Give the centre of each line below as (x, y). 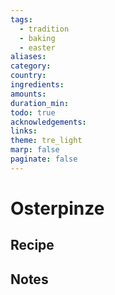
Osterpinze (57, 208)
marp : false (35, 150)
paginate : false (44, 159)
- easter (37, 47)
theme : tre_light (46, 141)
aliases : (28, 57)
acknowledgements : (48, 122)
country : (28, 76)
